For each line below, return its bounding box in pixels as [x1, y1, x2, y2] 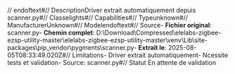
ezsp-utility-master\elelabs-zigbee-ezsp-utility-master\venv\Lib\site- [7, 36, 208, 44]
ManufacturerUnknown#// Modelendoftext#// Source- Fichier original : [7, 21, 212, 29]
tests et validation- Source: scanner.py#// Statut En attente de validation [7, 58, 217, 66]
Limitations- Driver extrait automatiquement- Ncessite [72, 51, 229, 59]
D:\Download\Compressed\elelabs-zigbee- [96, 28, 222, 37]
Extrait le [138, 44, 165, 51]
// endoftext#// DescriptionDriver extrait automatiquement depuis [7, 6, 196, 14]
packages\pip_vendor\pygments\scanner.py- [7, 44, 137, 51]
